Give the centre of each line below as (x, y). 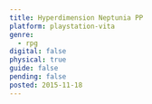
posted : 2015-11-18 (46, 85)
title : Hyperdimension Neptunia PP (76, 18)
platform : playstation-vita (62, 26)
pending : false (38, 77)
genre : (22, 34)
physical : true (38, 60)
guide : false (34, 69)
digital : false (38, 52)
